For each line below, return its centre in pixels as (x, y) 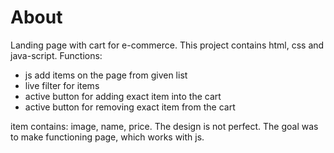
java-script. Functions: (56, 55)
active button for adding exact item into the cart (123, 96)
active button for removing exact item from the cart (130, 107)
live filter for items (62, 85)
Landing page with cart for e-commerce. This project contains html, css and (167, 45)
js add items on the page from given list (106, 75)
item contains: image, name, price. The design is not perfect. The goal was (164, 126)
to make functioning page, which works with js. (107, 137)
